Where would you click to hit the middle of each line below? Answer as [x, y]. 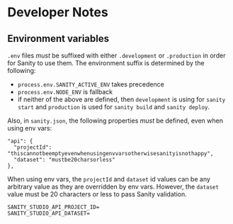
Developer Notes [58, 12]
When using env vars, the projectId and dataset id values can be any [109, 179]
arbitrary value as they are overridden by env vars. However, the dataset [113, 186]
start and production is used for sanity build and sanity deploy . [114, 107]
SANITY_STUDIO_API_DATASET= [49, 213]
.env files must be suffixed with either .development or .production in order [116, 55]
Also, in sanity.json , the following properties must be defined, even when [115, 121]
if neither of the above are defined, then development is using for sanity [121, 99]
